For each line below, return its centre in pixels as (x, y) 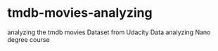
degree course (29, 39)
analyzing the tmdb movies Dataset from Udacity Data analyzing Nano (109, 32)
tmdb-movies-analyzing (80, 13)
